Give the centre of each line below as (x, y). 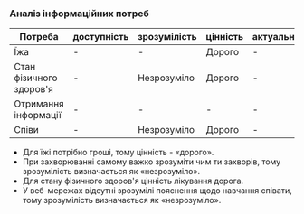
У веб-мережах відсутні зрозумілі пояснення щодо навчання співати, (157, 191)
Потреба (39, 37)
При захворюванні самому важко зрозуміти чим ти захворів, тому (152, 162)
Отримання (39, 104)
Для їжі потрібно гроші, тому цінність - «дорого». (118, 153)
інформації (38, 116)
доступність (101, 37)
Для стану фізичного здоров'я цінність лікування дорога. (133, 181)
